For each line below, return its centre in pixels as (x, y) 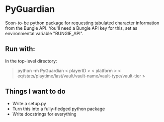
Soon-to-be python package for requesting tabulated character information (82, 23)
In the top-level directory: (31, 61)
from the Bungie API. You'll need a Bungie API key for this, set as (71, 28)
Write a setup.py (29, 103)
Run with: (20, 49)
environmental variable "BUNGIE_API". (44, 33)
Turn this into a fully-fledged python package (59, 109)
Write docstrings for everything (44, 114)
